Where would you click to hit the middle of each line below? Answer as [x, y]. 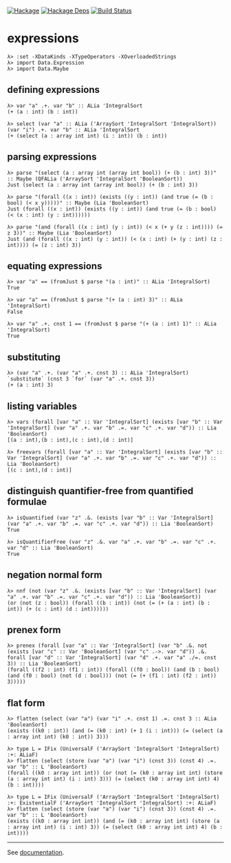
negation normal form [55, 575]
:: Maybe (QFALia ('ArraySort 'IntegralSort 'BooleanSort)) [95, 179]
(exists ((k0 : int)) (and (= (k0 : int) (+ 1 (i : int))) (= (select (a [115, 731]
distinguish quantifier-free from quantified [100, 491]
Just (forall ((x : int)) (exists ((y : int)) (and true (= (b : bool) [112, 209]
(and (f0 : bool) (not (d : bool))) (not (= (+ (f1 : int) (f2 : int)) [112, 676]
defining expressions [54, 90]
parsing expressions [52, 157]
